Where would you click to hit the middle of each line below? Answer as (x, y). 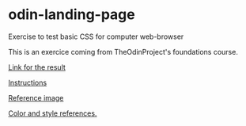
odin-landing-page (72, 15)
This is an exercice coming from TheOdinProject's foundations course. (123, 52)
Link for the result (37, 67)
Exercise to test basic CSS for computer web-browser (96, 36)
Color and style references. (53, 113)
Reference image (36, 97)
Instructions (28, 82)
